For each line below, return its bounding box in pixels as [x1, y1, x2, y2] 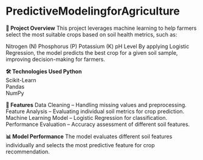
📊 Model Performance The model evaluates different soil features [5, 133, 173, 140]
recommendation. [5, 148, 50, 155]
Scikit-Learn [5, 76, 37, 83]
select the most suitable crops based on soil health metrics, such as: [5, 30, 177, 38]
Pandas [5, 83, 25, 90]
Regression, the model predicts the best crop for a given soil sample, [5, 49, 178, 56]
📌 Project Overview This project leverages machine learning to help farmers [5, 24, 197, 32]
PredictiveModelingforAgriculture [5, 4, 181, 18]
